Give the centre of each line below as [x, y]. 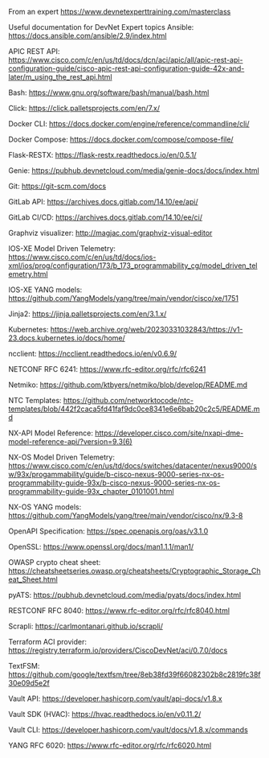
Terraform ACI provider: [47, 642]
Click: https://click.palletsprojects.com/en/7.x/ [84, 108]
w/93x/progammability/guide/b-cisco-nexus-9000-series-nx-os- [116, 474]
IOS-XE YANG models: [45, 290]
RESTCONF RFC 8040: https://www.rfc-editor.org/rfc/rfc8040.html [119, 610]
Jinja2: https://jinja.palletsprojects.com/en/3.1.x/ [88, 314]
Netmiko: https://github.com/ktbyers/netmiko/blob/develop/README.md [128, 385]
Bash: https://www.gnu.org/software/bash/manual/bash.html [109, 93]
